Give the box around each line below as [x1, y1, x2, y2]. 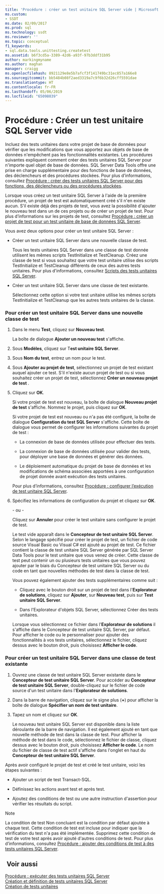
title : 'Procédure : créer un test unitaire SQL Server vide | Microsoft [5, 7, 159, 12]
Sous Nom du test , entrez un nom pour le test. [12, 355, 106, 361]
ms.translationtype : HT [5, 80, 54, 85]
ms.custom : [5, 12, 27, 17]
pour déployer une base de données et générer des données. [19, 454, 143, 459]
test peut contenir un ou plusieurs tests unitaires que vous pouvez [12, 557, 146, 563]
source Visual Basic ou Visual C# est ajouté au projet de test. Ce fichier [12, 542, 156, 548]
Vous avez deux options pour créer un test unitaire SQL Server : [5, 228, 134, 234]
